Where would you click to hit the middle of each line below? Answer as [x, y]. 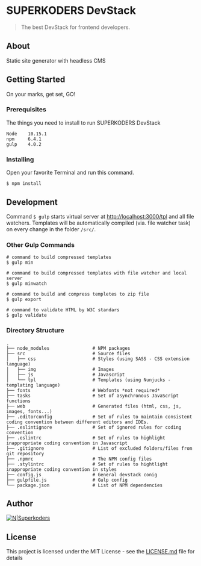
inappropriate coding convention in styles [62, 469]
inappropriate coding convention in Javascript [67, 443]
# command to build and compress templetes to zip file [78, 294]
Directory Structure [35, 331]
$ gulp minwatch [26, 284]
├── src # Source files [68, 353]
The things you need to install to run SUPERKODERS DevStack [83, 123]
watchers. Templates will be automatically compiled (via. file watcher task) [98, 223]
